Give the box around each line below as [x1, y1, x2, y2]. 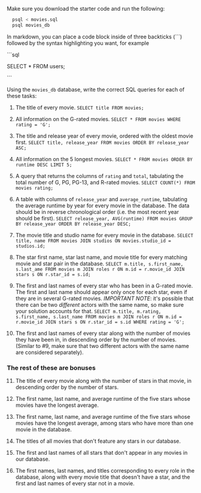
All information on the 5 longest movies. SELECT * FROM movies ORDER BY [15, 155, 193, 162]
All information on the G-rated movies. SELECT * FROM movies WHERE [15, 115, 181, 122]
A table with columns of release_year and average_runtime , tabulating [15, 195, 188, 202]
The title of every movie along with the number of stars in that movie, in [15, 377, 192, 385]
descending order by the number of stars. [15, 383, 119, 391]
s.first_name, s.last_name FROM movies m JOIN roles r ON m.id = [15, 314, 182, 320]
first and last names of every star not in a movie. [15, 480, 135, 487]
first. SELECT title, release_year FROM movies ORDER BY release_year [15, 138, 190, 146]
